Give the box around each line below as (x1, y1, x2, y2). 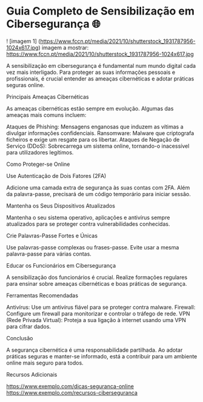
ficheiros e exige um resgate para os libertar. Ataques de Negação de (6, 136, 180, 143)
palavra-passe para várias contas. (6, 250, 92, 257)
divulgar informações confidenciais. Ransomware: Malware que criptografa (6, 129, 195, 137)
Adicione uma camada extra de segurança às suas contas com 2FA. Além (6, 183, 190, 191)
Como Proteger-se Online (6, 160, 70, 168)
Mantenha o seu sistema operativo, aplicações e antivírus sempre (6, 214, 170, 221)
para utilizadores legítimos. (6, 148, 74, 156)
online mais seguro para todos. (6, 359, 84, 366)
